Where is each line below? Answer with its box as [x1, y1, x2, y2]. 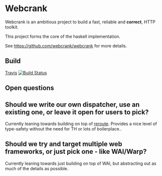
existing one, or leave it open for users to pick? [5, 108, 149, 116]
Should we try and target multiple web [5, 140, 122, 148]
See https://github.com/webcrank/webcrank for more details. [5, 43, 127, 48]
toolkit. [5, 24, 19, 30]
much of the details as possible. [5, 165, 69, 171]
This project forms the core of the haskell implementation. [5, 33, 120, 39]
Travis [5, 70, 17, 76]
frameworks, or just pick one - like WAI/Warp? [5, 147, 147, 156]
